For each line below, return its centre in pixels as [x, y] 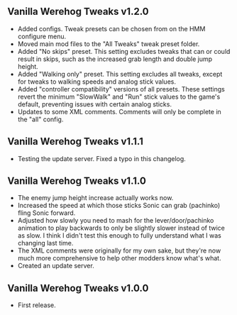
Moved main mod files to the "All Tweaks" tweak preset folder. [109, 44]
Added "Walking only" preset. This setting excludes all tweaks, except [120, 74]
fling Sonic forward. [46, 213]
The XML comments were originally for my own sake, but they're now [119, 250]
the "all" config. [40, 119]
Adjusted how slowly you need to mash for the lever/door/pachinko [116, 221]
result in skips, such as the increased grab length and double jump [115, 59]
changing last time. [45, 243]
